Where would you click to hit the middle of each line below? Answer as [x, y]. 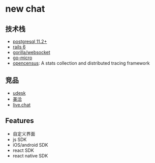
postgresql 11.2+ [30, 42]
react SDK [23, 150]
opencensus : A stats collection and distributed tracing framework [81, 63]
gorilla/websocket [32, 52]
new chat [25, 9]
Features [20, 121]
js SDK [20, 139]
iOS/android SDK [30, 145]
